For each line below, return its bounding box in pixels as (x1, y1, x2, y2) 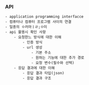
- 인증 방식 (22, 40, 43, 45)
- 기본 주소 (31, 50, 52, 55)
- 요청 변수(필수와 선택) (31, 60, 74, 66)
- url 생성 (22, 45, 43, 50)
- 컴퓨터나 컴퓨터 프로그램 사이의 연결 (5, 19, 71, 25)
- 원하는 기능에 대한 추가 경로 (31, 56, 85, 60)
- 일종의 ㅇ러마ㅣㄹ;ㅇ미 (5, 25, 48, 29)
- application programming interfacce (5, 14, 84, 19)
